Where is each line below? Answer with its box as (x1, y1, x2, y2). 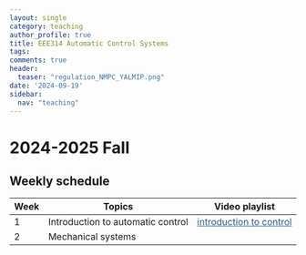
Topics (103, 200, 134, 213)
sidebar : (9, 89, 43, 98)
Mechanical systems (48, 230, 137, 243)
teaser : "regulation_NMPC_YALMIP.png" (17, 73, 166, 82)
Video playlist (213, 200, 276, 213)
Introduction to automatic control (48, 216, 189, 229)
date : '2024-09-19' (9, 81, 84, 90)
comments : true (9, 56, 67, 65)
